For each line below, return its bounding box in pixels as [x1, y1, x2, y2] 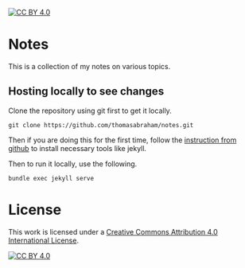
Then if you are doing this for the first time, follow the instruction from [8, 135, 237, 145]
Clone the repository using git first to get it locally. [8, 106, 173, 115]
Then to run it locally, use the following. [8, 159, 138, 169]
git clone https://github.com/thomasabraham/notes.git [8, 121, 194, 129]
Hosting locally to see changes [8, 84, 165, 99]
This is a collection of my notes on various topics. [8, 61, 171, 71]
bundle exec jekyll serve [8, 174, 94, 182]
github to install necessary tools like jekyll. [8, 143, 147, 153]
